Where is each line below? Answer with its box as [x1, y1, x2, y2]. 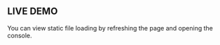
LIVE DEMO [7, 6, 58, 17]
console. [7, 31, 33, 39]
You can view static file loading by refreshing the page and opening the [7, 24, 214, 32]
